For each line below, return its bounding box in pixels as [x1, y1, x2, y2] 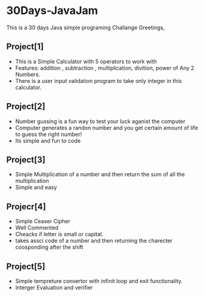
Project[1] [6, 41, 44, 52]
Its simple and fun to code [15, 137, 81, 144]
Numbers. [15, 71, 41, 78]
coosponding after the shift [15, 243, 83, 251]
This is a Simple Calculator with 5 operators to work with [15, 57, 157, 65]
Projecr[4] [6, 201, 46, 212]
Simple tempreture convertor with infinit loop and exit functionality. [15, 277, 183, 284]
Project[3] [6, 154, 46, 165]
